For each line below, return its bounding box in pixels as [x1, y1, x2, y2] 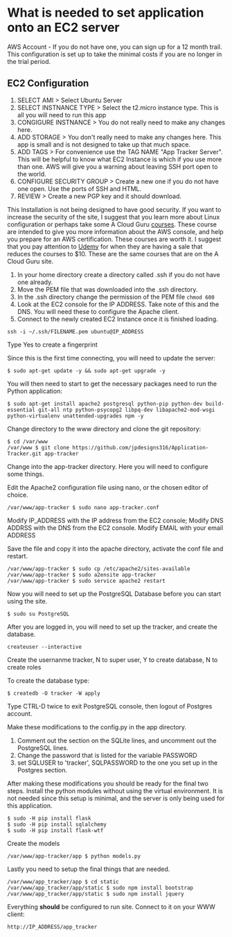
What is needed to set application [7, 5, 204, 21]
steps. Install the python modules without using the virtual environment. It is [7, 786, 223, 795]
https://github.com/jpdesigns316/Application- [72, 444, 209, 451]
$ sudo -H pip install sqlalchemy [7, 821, 107, 828]
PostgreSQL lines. [17, 743, 69, 752]
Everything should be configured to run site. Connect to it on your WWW [7, 902, 216, 911]
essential [7, 406, 36, 413]
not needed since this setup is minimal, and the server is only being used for [7, 794, 225, 802]
